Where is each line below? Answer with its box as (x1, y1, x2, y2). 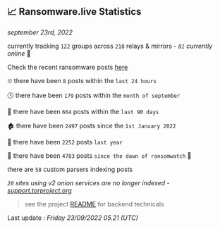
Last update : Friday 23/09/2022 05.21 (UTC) (7, 213, 139, 222)
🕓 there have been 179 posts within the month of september (7, 91, 181, 99)
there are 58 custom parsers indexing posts (7, 165, 133, 173)
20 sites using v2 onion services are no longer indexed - (7, 178, 170, 187)
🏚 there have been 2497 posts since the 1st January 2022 (7, 121, 176, 130)
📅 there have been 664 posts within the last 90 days (7, 107, 159, 116)
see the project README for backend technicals (24, 199, 164, 208)
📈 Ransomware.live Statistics (7, 6, 142, 18)
